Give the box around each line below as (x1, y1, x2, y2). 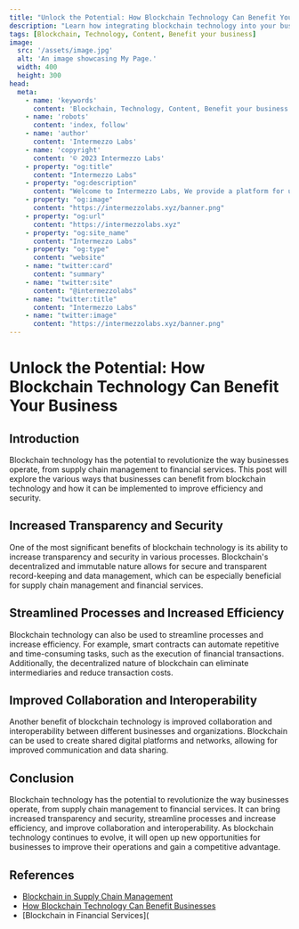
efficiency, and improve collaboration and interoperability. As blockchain (9, 823, 274, 834)
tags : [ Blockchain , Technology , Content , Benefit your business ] (9, 29, 256, 38)
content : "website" (32, 253, 105, 263)
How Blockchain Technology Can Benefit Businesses (21, 900, 216, 911)
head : (9, 79, 29, 88)
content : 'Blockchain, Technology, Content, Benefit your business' (32, 104, 293, 113)
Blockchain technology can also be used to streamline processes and (9, 629, 264, 640)
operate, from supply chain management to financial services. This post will (9, 464, 287, 475)
